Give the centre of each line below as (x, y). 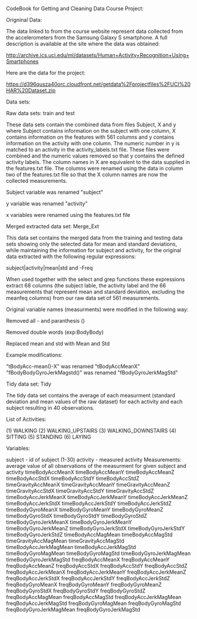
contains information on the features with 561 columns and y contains (90, 137)
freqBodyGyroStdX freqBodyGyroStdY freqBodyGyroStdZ (76, 591)
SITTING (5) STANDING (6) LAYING (49, 437)
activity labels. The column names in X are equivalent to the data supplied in (98, 162)
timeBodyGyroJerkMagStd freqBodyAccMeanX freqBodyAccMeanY (88, 560)
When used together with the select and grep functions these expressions (96, 279)
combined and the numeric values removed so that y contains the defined (95, 156)
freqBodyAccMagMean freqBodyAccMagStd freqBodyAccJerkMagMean (94, 597)
